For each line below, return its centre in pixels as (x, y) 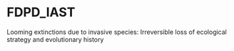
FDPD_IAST (41, 12)
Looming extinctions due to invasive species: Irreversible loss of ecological (117, 32)
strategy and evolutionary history (55, 39)
